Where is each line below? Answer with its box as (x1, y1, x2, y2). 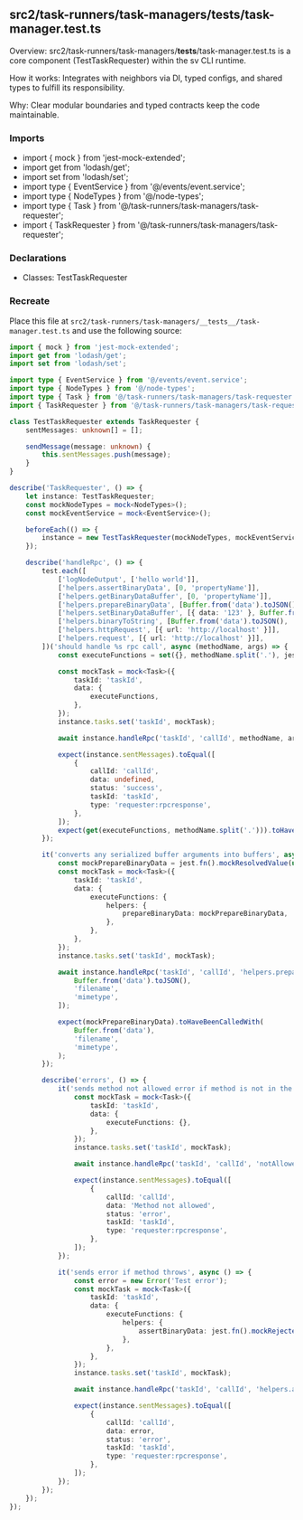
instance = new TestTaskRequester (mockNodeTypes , (41, 533, 232, 543)
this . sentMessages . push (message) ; (41, 450, 171, 459)
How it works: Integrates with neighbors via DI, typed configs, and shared (9, 72, 283, 83)
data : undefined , (89, 775, 155, 785)
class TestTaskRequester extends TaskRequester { (9, 417, 200, 426)
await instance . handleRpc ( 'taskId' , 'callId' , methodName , (57, 733, 284, 742)
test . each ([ (41, 567, 87, 576)
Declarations (9, 252, 67, 265)
